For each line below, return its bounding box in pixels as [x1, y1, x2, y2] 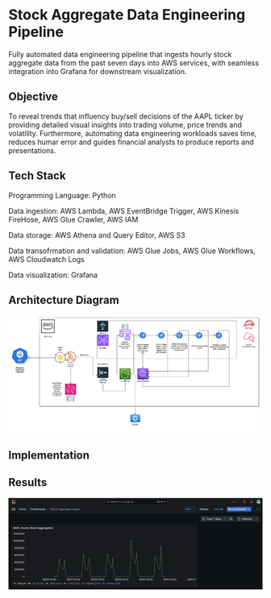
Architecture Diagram [8, 293, 119, 307]
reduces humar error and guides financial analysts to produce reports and [8, 137, 254, 147]
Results [8, 475, 48, 489]
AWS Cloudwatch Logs [8, 254, 85, 264]
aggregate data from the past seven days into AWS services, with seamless [8, 58, 260, 68]
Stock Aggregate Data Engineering [8, 6, 246, 24]
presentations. [8, 145, 56, 155]
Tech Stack [8, 169, 66, 183]
